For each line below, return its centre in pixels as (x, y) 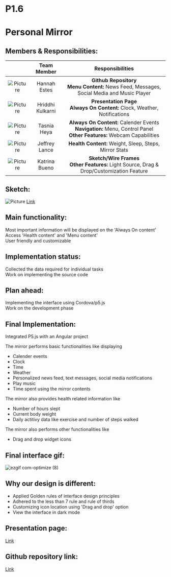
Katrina (46, 161)
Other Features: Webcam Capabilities (114, 135)
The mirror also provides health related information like (63, 399)
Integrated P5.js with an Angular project (47, 336)
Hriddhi (46, 105)
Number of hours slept (36, 408)
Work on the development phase (39, 308)
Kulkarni (46, 111)
